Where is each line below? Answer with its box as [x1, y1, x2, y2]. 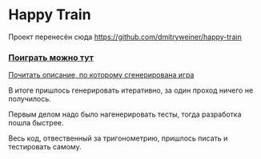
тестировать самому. [8, 142, 82, 152]
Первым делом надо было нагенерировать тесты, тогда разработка [8, 109, 242, 119]
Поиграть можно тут [8, 52, 94, 63]
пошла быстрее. [8, 118, 64, 128]
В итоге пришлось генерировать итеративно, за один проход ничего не [8, 85, 254, 95]
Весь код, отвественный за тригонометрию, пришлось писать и [8, 133, 228, 143]
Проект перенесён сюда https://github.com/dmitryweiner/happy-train [8, 32, 242, 42]
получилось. [8, 94, 52, 104]
